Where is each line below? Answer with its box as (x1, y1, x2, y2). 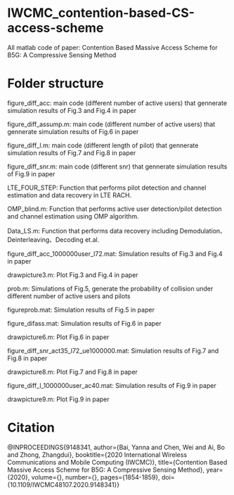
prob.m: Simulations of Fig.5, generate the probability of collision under (7, 284, 214, 293)
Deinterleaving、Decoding (7, 235, 84, 244)
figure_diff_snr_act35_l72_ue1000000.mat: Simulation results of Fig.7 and (7, 346, 219, 355)
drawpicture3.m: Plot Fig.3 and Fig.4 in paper (7, 270, 138, 279)
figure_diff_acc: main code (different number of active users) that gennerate (7, 99, 227, 107)
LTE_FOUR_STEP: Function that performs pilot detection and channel (7, 183, 207, 192)
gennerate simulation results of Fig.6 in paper (7, 127, 139, 135)
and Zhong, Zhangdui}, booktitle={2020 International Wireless (7, 450, 188, 459)
